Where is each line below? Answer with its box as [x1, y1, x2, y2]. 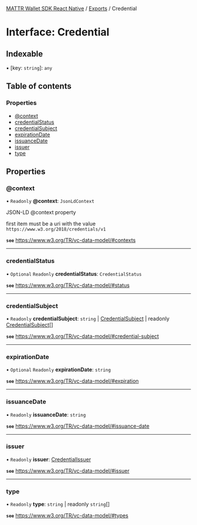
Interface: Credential [6, 26, 110, 39]
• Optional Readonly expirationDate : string [6, 366, 111, 373]
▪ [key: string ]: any [6, 65, 53, 71]
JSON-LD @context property [6, 209, 76, 216]
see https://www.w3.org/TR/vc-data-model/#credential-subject [6, 333, 159, 340]
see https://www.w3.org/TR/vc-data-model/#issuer [6, 467, 130, 474]
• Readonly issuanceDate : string [6, 411, 86, 418]
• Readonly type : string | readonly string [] [6, 501, 110, 508]
